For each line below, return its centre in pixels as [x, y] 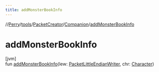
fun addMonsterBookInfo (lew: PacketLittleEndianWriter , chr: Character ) [80, 64]
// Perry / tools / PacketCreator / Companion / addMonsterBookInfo [70, 24]
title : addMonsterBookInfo [34, 10]
